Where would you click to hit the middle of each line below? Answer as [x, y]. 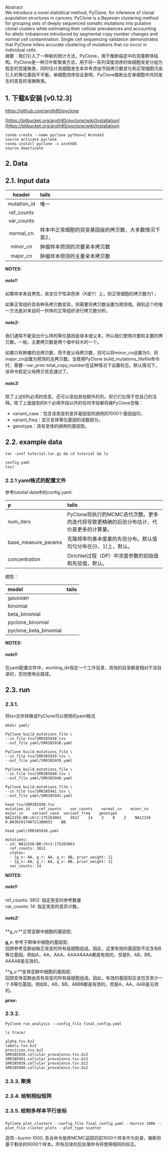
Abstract [14, 7]
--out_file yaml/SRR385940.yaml [39, 778]
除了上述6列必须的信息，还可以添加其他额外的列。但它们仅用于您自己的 [79, 397]
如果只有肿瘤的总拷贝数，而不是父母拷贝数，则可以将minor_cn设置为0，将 [82, 352]
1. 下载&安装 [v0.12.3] [38, 98]
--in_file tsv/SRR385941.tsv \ [38, 791]
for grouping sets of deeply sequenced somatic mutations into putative [78, 23]
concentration [24, 559]
